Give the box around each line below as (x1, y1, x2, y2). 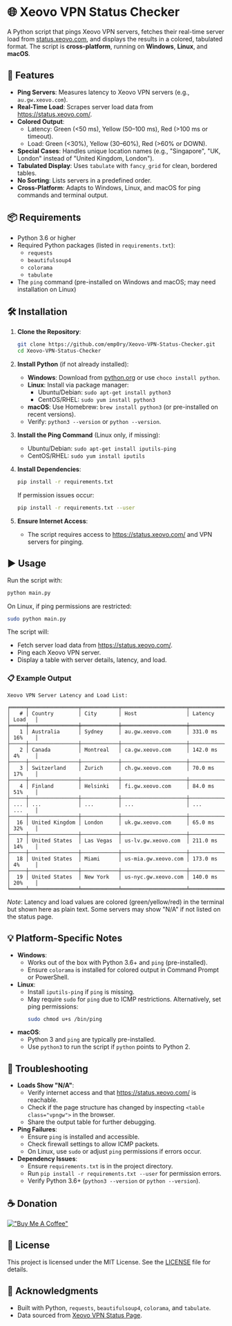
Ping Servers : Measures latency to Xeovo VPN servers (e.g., (17, 88, 190, 96)
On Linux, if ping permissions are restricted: (7, 602, 132, 610)
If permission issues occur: (17, 491, 95, 499)
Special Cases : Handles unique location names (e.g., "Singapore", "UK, (17, 147, 221, 155)
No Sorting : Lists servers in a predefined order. (17, 176, 152, 184)
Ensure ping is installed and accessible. (27, 1132, 140, 1141)
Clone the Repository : (17, 328, 81, 336)
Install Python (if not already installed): (17, 360, 129, 369)
